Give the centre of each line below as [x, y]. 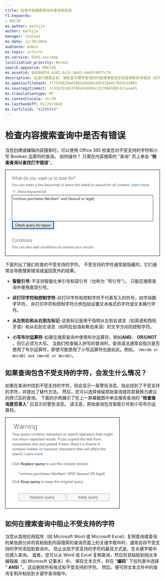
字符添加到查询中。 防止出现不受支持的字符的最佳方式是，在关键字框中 [85, 549]
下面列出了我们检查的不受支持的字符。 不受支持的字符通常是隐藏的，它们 [79, 265]
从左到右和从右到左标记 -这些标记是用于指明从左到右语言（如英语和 [80, 321]
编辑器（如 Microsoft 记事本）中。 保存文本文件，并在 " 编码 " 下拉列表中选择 [82, 561]
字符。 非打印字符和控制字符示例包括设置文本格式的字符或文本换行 [84, 304]
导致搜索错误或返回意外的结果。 [46, 271]
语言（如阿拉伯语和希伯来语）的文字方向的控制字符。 [100, 327]
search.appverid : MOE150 [30, 68]
